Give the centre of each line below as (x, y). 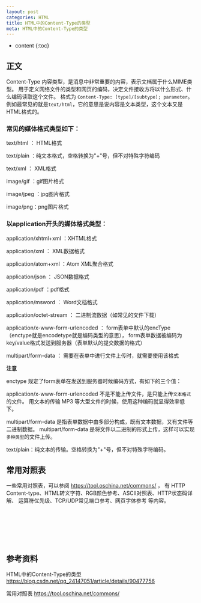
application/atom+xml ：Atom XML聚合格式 (60, 264)
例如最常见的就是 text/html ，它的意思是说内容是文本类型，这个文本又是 (94, 104)
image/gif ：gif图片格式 (35, 182)
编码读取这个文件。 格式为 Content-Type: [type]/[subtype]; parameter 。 (102, 97)
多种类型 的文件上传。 (31, 436)
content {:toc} (32, 46)
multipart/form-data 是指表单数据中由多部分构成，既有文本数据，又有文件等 (100, 421)
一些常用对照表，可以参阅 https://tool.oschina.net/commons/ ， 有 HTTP (96, 486)
